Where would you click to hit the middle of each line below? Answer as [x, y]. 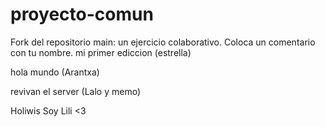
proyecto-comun [82, 14]
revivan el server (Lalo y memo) [75, 91]
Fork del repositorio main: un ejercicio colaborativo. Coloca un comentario [163, 42]
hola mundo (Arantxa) [55, 72]
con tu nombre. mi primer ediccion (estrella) [101, 52]
